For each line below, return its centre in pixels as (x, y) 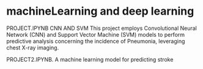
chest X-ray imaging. (33, 48)
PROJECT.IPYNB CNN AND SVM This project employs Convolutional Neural (102, 28)
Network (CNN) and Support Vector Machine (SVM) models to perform (96, 34)
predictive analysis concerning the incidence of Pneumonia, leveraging (96, 41)
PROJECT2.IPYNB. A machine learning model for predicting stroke (90, 59)
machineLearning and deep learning (100, 11)
